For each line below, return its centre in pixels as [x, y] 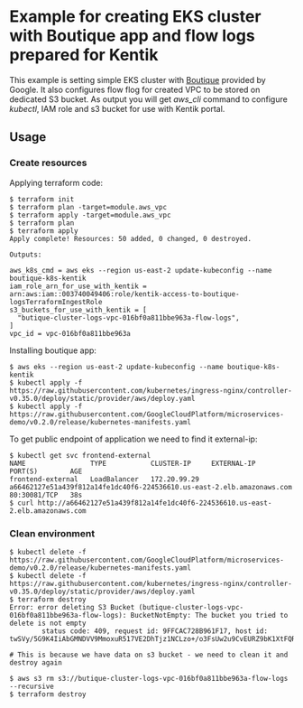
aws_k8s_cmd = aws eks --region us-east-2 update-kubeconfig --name [141, 270]
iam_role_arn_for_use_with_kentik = [78, 286]
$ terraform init [42, 199]
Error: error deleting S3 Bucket [72, 607]
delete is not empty [48, 623]
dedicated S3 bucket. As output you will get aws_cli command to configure [149, 99]
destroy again [36, 662]
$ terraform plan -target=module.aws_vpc [88, 207]
